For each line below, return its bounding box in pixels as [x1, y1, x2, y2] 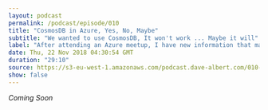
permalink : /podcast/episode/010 [8, 19, 120, 27]
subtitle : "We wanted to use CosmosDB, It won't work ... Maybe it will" [8, 33, 259, 42]
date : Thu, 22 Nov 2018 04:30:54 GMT [8, 49, 134, 57]
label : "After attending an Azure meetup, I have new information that [8, 41, 251, 49]
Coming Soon [8, 92, 53, 102]
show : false [8, 71, 48, 79]
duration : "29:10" [8, 57, 69, 65]
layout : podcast [8, 11, 62, 20]
